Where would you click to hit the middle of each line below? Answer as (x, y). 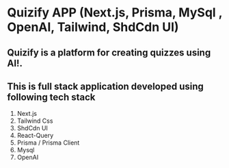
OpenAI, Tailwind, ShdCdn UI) (93, 27)
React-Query (35, 136)
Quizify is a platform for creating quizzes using (109, 52)
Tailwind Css (35, 121)
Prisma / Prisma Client (48, 143)
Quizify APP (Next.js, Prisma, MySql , (115, 13)
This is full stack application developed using (105, 86)
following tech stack (51, 97)
